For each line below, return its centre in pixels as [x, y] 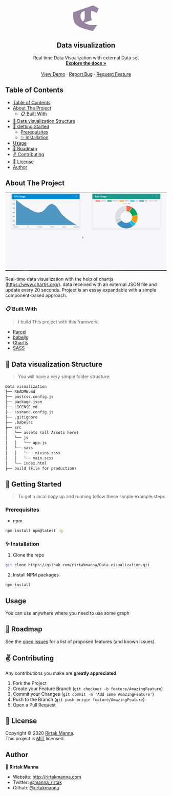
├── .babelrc [19, 423]
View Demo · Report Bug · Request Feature [86, 74]
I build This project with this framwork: [58, 322]
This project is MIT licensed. [35, 739]
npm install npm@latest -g [34, 531]
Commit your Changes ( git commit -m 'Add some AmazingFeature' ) [83, 694]
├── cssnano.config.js [29, 412]
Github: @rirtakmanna [36, 788]
